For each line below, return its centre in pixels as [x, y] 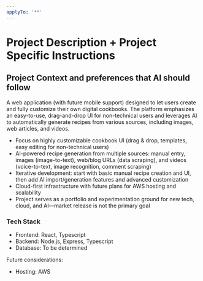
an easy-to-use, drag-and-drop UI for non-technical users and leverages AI [102, 115]
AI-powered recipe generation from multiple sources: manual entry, [100, 153]
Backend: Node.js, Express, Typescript [64, 241]
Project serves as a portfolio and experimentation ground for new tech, [105, 199]
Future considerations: [35, 260]
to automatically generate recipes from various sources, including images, [100, 122]
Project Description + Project [82, 42]
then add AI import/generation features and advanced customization [102, 179]
